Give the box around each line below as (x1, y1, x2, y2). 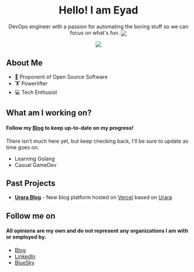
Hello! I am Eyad (58, 4, 139, 17)
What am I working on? (6, 108, 92, 118)
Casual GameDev (14, 161, 57, 168)
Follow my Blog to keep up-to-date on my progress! (6, 124, 134, 131)
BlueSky (14, 259, 35, 266)
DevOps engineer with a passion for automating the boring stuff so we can (8, 23, 189, 30)
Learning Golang (14, 155, 55, 162)
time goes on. (6, 143, 39, 150)
